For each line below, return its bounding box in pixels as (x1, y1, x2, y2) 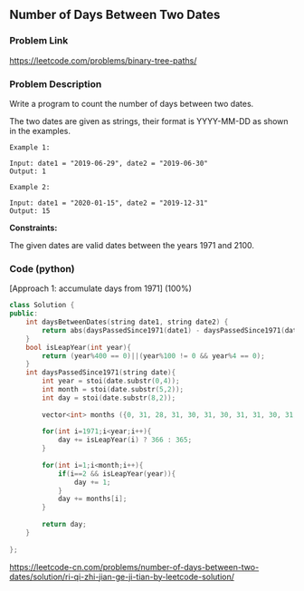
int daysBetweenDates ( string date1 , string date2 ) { (25, 317, 229, 327)
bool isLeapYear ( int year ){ (25, 343, 131, 352)
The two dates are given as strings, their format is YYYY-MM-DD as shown (9, 115, 289, 126)
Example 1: (9, 142, 51, 152)
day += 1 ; (73, 478, 111, 487)
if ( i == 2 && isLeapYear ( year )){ (57, 469, 176, 479)
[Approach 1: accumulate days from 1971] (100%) (9, 283, 193, 294)
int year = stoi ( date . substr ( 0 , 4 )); (42, 376, 180, 386)
